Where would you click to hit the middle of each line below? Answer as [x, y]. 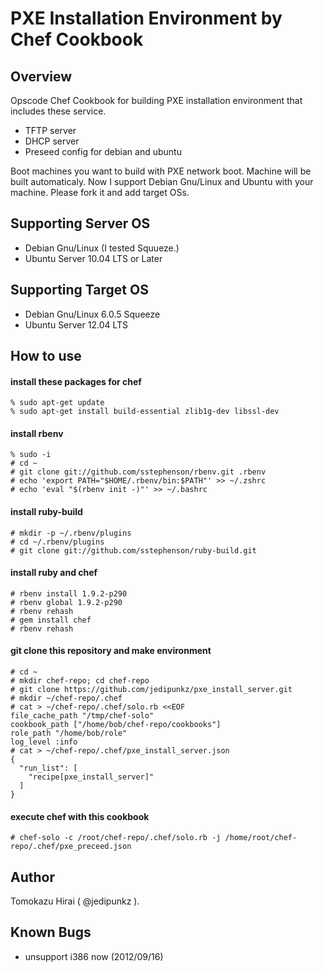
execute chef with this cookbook [80, 816]
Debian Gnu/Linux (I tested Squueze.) [102, 248]
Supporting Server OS [80, 223]
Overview [41, 76]
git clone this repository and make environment [111, 651]
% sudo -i [31, 455]
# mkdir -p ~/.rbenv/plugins [71, 533]
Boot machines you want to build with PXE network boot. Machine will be [161, 171]
